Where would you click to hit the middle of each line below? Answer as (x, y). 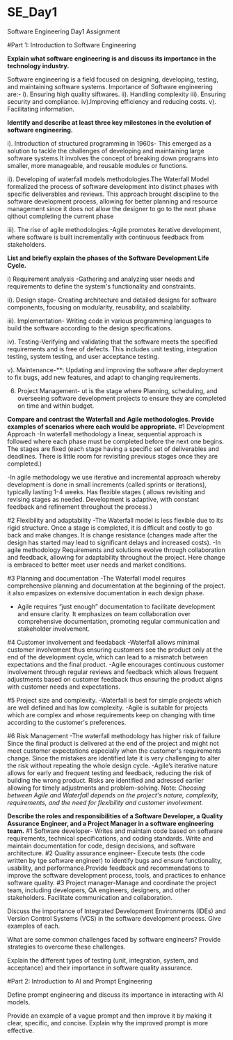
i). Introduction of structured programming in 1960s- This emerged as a (110, 143)
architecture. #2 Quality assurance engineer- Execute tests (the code (106, 853)
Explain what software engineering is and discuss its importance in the (112, 58)
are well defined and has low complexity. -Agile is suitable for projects (108, 708)
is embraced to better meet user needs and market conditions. (97, 565)
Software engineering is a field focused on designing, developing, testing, (113, 79)
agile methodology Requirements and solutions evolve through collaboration (116, 550)
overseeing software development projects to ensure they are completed (122, 398)
